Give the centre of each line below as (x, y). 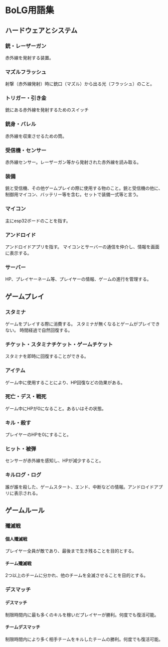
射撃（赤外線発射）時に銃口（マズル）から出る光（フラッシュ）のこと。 (80, 84)
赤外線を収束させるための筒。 (36, 136)
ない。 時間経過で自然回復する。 (39, 330)
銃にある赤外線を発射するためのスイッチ (47, 110)
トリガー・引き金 (26, 98)
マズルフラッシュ (26, 72)
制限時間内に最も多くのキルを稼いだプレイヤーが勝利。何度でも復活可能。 (82, 614)
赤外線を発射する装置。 (29, 58)
